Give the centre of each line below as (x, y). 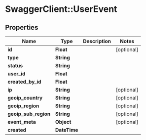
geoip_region (23, 106)
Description (97, 41)
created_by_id (24, 82)
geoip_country (25, 98)
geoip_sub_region (29, 114)
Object (63, 122)
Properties (22, 27)
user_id (17, 74)
